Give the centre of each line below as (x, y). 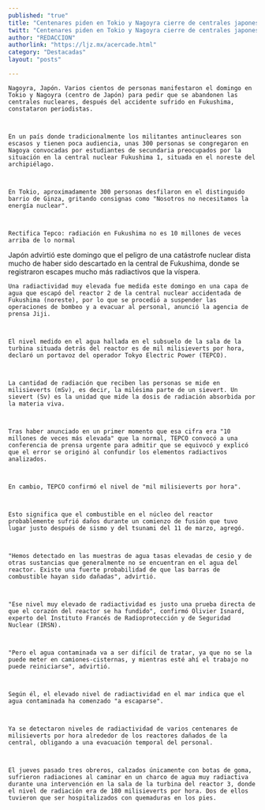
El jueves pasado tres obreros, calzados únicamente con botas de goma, (130, 770)
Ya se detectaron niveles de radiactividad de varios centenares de (123, 729)
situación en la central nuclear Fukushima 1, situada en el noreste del (132, 157)
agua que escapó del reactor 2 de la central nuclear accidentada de (125, 293)
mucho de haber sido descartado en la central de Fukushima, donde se (124, 263)
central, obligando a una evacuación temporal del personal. (111, 742)
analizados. (28, 459)
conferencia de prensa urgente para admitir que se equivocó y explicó (128, 445)
